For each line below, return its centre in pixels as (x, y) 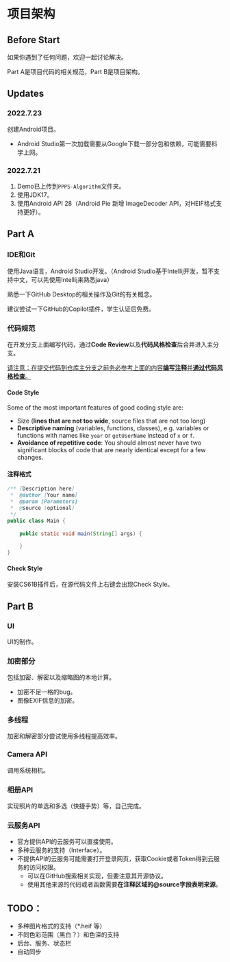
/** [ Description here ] (41, 489)
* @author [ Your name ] (44, 495)
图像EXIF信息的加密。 (48, 701)
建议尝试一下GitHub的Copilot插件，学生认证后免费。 (81, 309)
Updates (26, 94)
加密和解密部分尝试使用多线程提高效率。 (64, 736)
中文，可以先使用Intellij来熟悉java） (63, 279)
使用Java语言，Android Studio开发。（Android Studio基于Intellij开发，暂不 (111, 271)
